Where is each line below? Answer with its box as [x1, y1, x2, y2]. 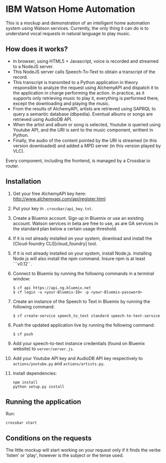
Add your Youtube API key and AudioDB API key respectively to [12, 355, 143, 361]
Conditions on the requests [5, 434, 92, 442]
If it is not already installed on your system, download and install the [12, 235, 152, 241]
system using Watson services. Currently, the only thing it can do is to [5, 25, 149, 31]
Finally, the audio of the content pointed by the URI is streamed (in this [12, 137, 157, 143]
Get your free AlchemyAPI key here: [12, 190, 86, 196]
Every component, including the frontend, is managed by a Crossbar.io [5, 158, 151, 164]
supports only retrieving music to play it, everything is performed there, [12, 95, 160, 101]
